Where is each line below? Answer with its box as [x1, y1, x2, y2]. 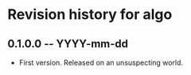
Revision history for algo [7, 6, 173, 24]
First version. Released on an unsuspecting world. [18, 58, 184, 67]
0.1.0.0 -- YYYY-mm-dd [7, 37, 129, 51]
